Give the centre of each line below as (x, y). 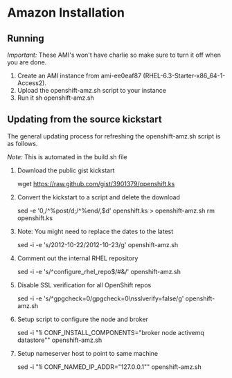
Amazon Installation (66, 13)
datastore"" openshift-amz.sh (60, 340)
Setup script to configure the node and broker (83, 319)
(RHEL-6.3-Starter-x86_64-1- (184, 75)
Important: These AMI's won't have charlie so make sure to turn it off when (114, 55)
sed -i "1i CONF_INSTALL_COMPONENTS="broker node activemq (110, 332)
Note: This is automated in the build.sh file (67, 156)
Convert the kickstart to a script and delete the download (98, 197)
